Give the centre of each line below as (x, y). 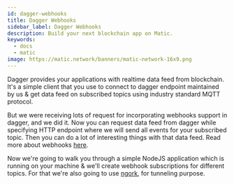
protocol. (20, 101)
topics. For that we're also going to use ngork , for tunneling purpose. (106, 173)
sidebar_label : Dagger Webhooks (54, 27)
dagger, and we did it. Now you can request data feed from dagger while (112, 122)
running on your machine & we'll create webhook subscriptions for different (116, 166)
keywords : (22, 40)
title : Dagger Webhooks (42, 20)
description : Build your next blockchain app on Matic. (90, 33)
